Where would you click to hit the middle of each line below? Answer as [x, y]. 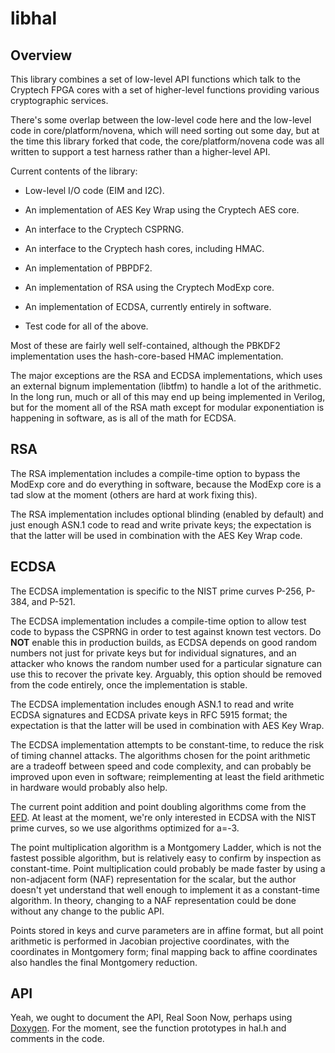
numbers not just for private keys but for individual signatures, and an [153, 653]
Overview [41, 55]
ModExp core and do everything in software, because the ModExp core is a [166, 484]
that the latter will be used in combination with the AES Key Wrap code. [156, 535]
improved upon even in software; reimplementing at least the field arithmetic [167, 776]
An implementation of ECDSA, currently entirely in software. [148, 306]
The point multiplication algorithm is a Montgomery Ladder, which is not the [166, 847]
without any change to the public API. [87, 911]
